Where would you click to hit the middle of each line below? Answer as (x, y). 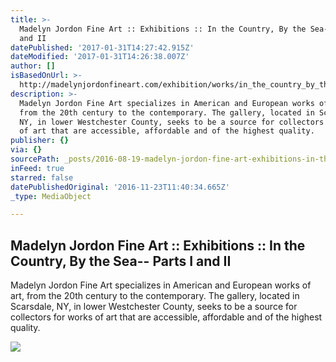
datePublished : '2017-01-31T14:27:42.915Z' (102, 47)
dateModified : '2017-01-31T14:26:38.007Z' (100, 57)
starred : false (42, 177)
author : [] (33, 66)
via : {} (26, 150)
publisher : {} (40, 141)
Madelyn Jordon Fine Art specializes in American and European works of (161, 285)
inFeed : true (37, 168)
